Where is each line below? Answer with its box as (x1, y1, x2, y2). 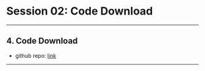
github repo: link (15, 52, 57, 59)
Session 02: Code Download (6, 4, 153, 18)
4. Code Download (6, 36, 78, 46)
